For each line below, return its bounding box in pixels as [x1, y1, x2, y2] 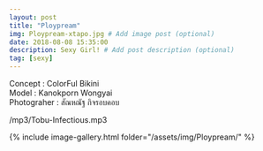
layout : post [9, 12, 57, 22]
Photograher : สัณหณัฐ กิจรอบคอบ [9, 97, 120, 107]
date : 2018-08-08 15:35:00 [9, 37, 109, 47]
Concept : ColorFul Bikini [9, 79, 100, 88]
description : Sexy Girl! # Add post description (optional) [9, 46, 236, 55]
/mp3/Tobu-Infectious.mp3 [9, 115, 108, 125]
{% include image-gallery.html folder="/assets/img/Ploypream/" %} [9, 132, 255, 142]
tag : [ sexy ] [9, 54, 53, 63]
